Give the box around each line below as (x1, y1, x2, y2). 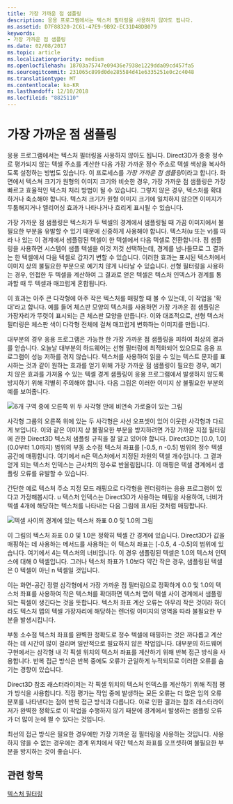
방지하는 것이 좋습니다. (19, 747, 82, 755)
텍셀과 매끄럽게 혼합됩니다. (34, 279, 108, 287)
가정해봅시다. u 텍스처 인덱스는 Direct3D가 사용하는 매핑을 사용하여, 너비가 (19, 492, 224, 501)
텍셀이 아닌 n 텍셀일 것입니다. (19, 566, 100, 574)
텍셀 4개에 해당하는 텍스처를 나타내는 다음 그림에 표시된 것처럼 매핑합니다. (7, 501, 208, 510)
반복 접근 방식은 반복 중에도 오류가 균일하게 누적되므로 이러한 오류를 (33, 656, 217, 665)
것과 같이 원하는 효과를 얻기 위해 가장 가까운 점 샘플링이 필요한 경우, (25, 361, 209, 370)
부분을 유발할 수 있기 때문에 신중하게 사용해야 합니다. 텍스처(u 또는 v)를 (25, 227, 219, 235)
